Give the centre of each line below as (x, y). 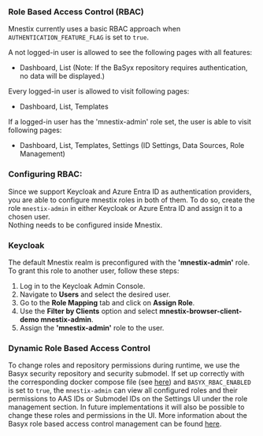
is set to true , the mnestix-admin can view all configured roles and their (123, 390)
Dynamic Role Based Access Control (80, 348)
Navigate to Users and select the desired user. (95, 294)
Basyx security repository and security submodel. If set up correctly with (126, 374)
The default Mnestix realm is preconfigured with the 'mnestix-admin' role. (129, 262)
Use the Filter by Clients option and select (89, 311)
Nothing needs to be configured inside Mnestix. (85, 225)
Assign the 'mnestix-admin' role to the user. (92, 327)
